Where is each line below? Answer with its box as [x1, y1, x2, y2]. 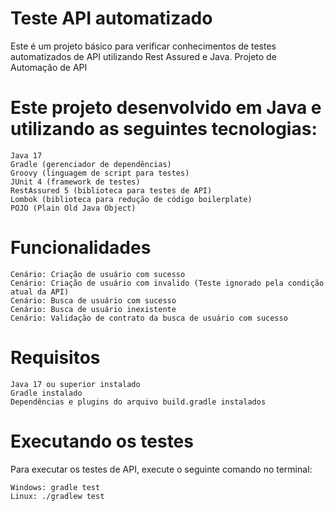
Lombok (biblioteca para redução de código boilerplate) [10, 194, 253, 204]
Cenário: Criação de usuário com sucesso [10, 269, 186, 279]
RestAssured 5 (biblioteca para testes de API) [10, 185, 213, 196]
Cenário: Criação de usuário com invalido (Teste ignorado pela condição [10, 278, 325, 288]
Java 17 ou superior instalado [10, 379, 141, 389]
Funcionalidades [10, 237, 152, 259]
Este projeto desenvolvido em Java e [10, 97, 322, 119]
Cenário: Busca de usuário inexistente [10, 304, 177, 314]
